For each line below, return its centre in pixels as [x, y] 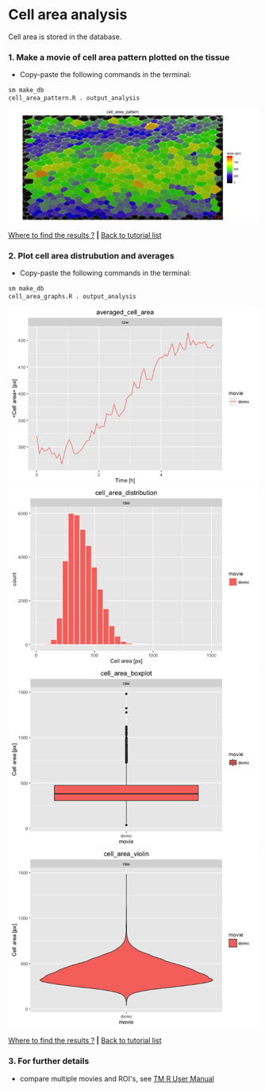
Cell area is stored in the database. [65, 37]
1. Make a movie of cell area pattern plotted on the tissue [119, 57]
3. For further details [49, 1062]
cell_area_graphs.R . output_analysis [72, 297]
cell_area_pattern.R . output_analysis [74, 98]
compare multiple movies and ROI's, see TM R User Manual [117, 1078]
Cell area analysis [68, 15]
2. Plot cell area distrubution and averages [91, 256]
